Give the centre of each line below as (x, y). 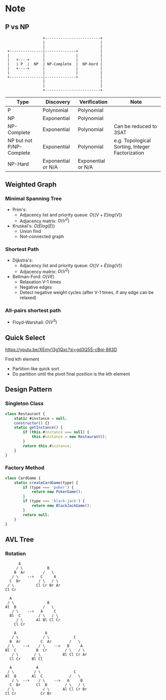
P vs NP (17, 27)
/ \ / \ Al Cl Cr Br (47, 689)
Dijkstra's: (22, 260)
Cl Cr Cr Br (28, 694)
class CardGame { (23, 478)
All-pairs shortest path (33, 310)
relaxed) (28, 298)
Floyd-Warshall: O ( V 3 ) (35, 322)
